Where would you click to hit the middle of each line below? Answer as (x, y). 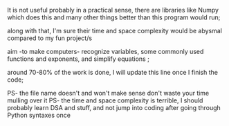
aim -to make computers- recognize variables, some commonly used (106, 52)
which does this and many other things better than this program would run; (114, 17)
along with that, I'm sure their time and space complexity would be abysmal (115, 31)
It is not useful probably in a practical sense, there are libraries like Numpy (113, 10)
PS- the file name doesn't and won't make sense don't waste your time (108, 93)
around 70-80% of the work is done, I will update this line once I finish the (112, 72)
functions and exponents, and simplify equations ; (79, 59)
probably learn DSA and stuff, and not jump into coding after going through (114, 108)
